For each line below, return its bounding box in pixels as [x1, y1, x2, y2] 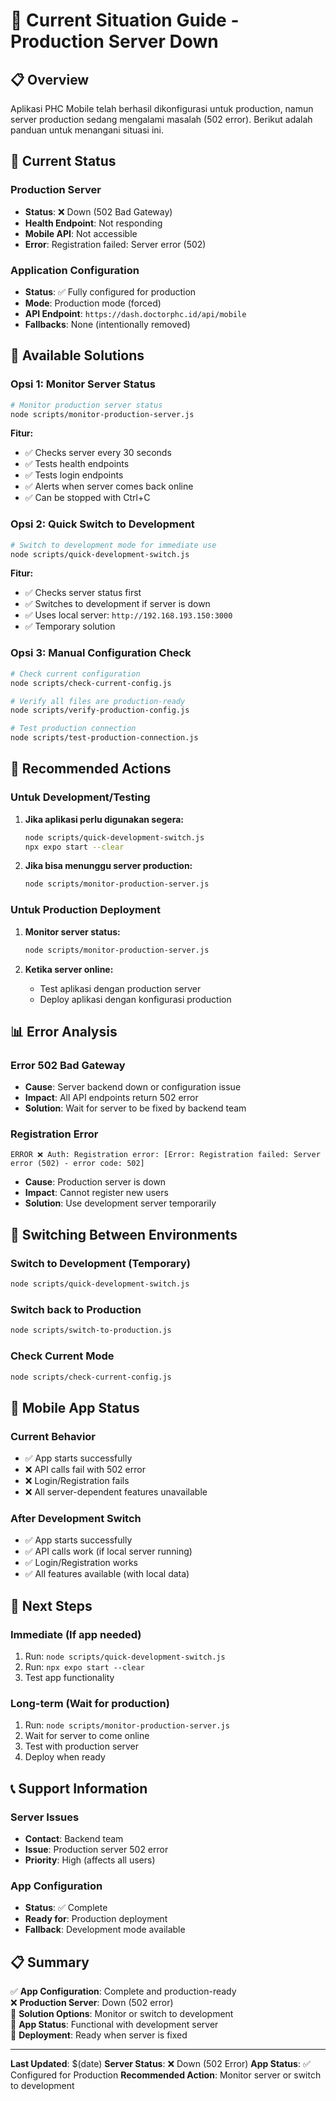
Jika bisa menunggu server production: [24, 860, 193, 872]
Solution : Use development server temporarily [24, 1197, 217, 1209]
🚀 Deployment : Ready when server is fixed [10, 2029, 188, 2041]
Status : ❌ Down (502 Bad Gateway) [24, 205, 173, 218]
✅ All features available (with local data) [24, 1568, 190, 1580]
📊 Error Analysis [10, 1023, 118, 1040]
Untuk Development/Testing [10, 790, 151, 804]
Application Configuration [10, 263, 140, 277]
